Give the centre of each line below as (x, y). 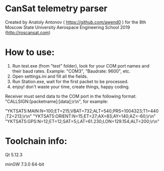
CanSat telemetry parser (56, 9)
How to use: (30, 52)
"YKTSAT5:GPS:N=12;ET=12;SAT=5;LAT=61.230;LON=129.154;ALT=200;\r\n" (82, 121)
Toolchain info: (36, 141)
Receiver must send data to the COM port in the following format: (71, 96)
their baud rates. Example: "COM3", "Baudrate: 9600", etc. (71, 71)
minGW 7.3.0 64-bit (25, 164)
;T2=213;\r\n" (18, 116)
